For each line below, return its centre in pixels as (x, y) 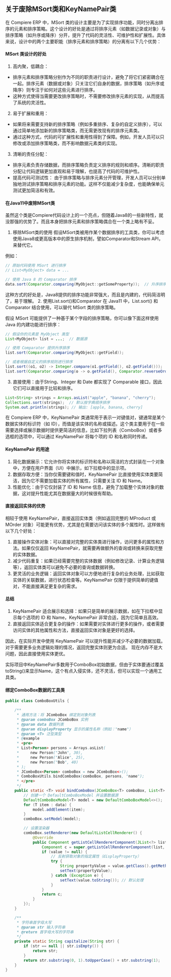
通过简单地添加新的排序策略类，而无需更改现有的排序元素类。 (77, 131)
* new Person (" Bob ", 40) (48, 762)
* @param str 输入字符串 (41, 927)
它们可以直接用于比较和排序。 (44, 388)
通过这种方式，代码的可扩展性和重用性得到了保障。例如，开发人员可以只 (88, 137)
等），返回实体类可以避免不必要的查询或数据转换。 (65, 567)
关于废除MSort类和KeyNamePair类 (61, 9)
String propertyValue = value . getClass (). (106, 866)
